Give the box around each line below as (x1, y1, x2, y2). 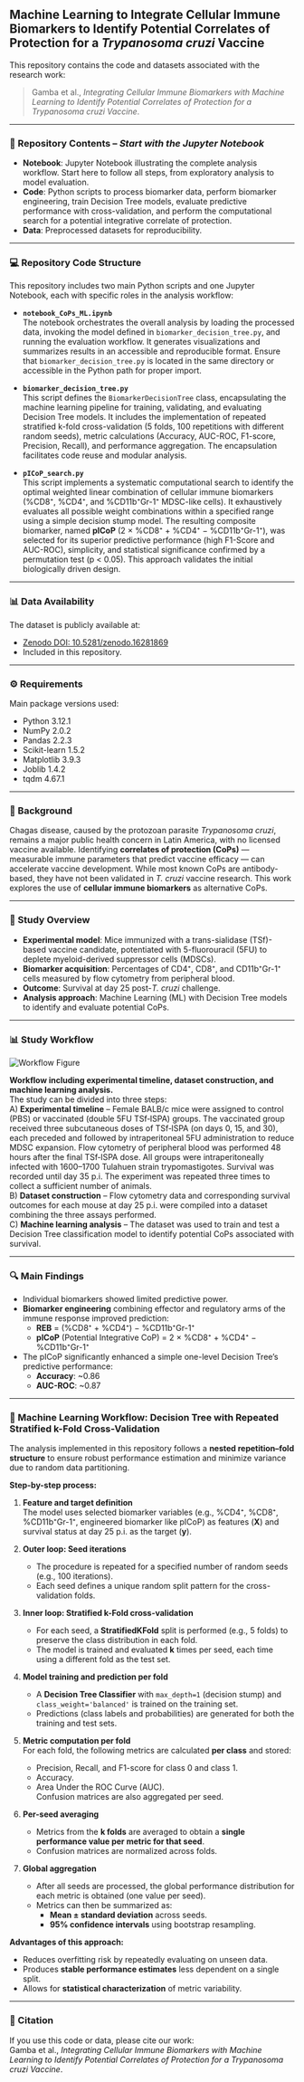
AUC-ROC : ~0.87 (35, 1380, 101, 1392)
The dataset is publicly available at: (9, 619, 141, 630)
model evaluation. (22, 176, 90, 188)
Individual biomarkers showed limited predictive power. (22, 1294, 229, 1305)
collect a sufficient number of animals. (9, 1180, 152, 1191)
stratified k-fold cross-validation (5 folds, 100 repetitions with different (22, 421, 284, 433)
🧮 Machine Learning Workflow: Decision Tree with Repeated (9, 1412, 279, 1424)
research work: (9, 69, 66, 80)
